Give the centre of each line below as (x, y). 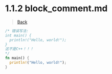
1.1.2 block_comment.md (56, 9)
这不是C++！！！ (19, 49)
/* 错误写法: (17, 31)
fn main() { (17, 58)
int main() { (18, 35)
